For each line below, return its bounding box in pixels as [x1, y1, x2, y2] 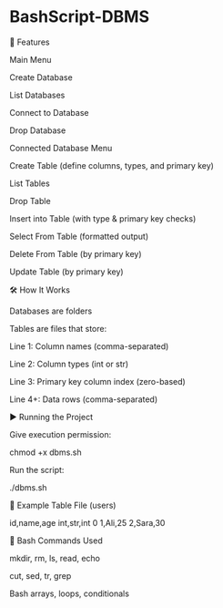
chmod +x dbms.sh [9, 447, 82, 458]
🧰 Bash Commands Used [9, 535, 103, 546]
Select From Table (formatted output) [9, 231, 149, 242]
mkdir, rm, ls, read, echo [9, 552, 101, 563]
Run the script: [9, 464, 65, 475]
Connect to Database [9, 107, 89, 118]
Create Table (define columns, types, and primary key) [9, 160, 214, 170]
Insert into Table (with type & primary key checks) [9, 212, 197, 224]
